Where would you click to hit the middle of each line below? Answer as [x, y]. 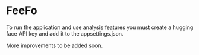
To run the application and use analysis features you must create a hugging [100, 27]
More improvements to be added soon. [55, 45]
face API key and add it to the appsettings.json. [65, 33]
